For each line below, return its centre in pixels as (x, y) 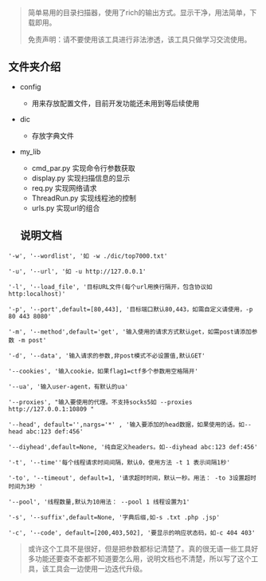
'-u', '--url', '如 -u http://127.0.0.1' (77, 271)
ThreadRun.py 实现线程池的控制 (84, 198)
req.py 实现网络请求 (64, 188)
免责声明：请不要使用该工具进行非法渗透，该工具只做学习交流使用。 (139, 40)
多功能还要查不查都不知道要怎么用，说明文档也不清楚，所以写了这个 (139, 559)
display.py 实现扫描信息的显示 (80, 178)
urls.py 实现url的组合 (66, 207)
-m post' (32, 340)
